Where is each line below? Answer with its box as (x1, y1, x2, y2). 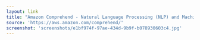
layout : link (6, 8, 39, 15)
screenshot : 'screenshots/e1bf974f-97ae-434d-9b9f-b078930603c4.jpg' (6, 25, 183, 31)
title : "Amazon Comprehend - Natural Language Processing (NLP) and (6, 14, 180, 20)
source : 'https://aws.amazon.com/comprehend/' (6, 19, 124, 25)
